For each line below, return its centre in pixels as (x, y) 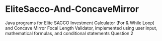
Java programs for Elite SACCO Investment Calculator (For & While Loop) (80, 23)
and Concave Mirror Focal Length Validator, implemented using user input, (81, 28)
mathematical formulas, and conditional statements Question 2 (69, 33)
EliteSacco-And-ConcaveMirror (72, 9)
